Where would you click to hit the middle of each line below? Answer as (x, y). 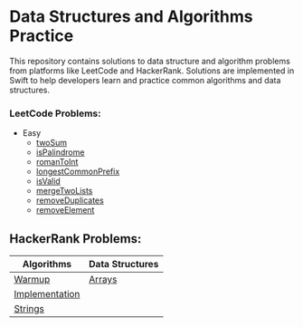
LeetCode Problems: (55, 113)
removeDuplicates (70, 200)
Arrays (103, 280)
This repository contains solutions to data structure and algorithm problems (150, 61)
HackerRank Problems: (76, 239)
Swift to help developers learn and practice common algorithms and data (145, 80)
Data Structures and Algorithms (131, 17)
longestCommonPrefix (78, 172)
